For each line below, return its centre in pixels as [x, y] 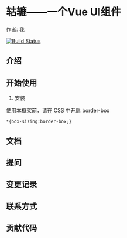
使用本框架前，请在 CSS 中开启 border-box [58, 110]
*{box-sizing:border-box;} [39, 122]
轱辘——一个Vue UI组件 [64, 12]
